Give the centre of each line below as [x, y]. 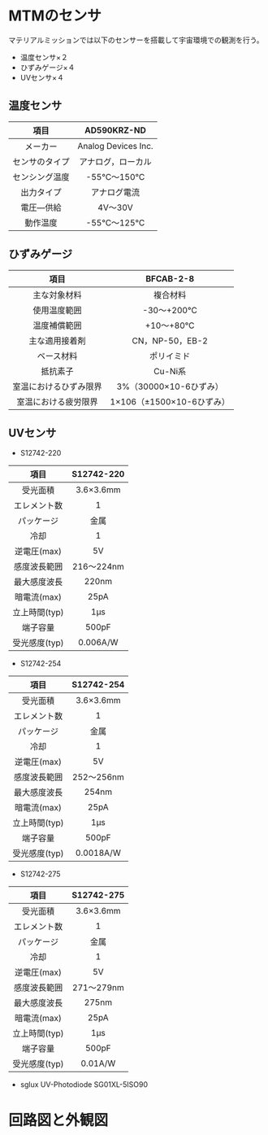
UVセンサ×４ [42, 77]
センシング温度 [41, 177]
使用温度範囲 [58, 310]
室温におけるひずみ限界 [58, 386]
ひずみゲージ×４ [48, 67]
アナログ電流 [115, 192]
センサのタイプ [41, 161]
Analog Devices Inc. [115, 146]
